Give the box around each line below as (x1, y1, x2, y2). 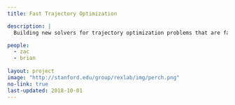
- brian (13, 55, 36, 62)
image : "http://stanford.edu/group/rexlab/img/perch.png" (7, 74, 180, 81)
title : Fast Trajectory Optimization (7, 10, 117, 17)
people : (7, 42, 30, 49)
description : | (7, 22, 52, 30)
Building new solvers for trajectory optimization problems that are (13, 29, 220, 36)
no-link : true (7, 81, 49, 88)
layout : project (7, 67, 55, 74)
